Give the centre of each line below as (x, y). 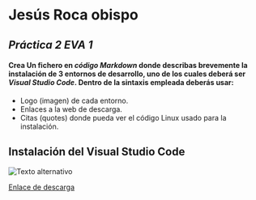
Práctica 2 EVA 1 (51, 45)
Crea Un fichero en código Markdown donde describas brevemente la (128, 66)
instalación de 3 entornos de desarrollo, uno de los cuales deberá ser (127, 74)
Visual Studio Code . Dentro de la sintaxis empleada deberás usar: (121, 83)
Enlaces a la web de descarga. (71, 109)
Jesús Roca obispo (74, 15)
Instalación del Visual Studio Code (97, 152)
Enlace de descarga (42, 187)
